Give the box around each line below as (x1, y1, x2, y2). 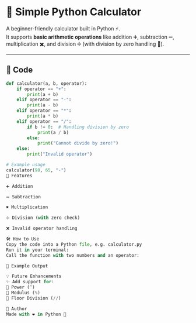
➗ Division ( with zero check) (6, 215, 80, 221)
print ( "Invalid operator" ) (27, 152, 93, 157)
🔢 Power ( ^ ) (6, 284, 35, 290)
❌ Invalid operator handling (6, 225, 78, 232)
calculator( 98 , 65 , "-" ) (6, 167, 66, 173)
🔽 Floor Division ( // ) (6, 295, 61, 301)
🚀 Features (6, 173, 33, 178)
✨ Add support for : (6, 279, 54, 285)
